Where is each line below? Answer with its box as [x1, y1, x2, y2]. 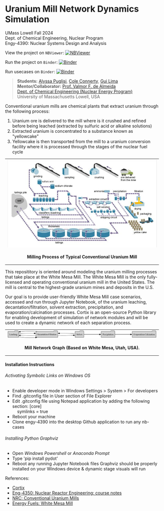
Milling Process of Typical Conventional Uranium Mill [26, 254, 138, 260]
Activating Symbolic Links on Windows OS [5, 372, 91, 379]
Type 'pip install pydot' [12, 455, 59, 462]
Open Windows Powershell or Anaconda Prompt [12, 450, 110, 456]
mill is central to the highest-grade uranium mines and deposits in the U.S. [5, 285, 154, 290]
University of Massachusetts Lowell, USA [17, 94, 100, 100]
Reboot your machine [12, 414, 56, 420]
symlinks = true [17, 409, 48, 414]
